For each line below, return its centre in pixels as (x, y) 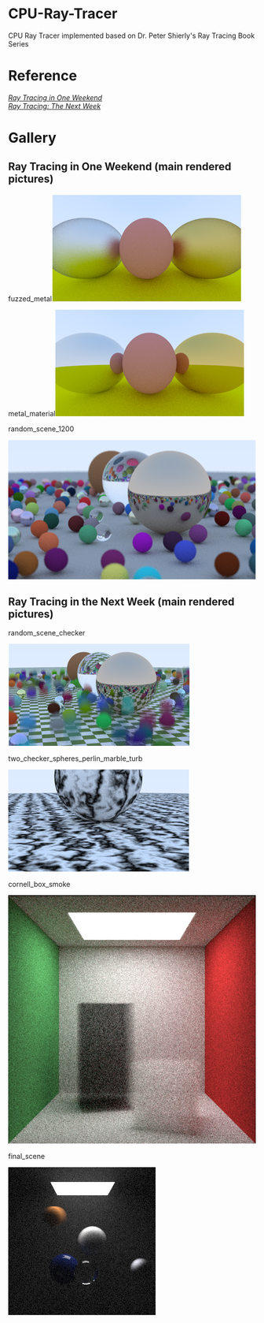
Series (18, 43)
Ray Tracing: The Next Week (55, 106)
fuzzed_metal (30, 298)
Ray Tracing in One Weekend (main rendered (120, 167)
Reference (42, 76)
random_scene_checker (47, 633)
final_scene (27, 1157)
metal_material (32, 413)
